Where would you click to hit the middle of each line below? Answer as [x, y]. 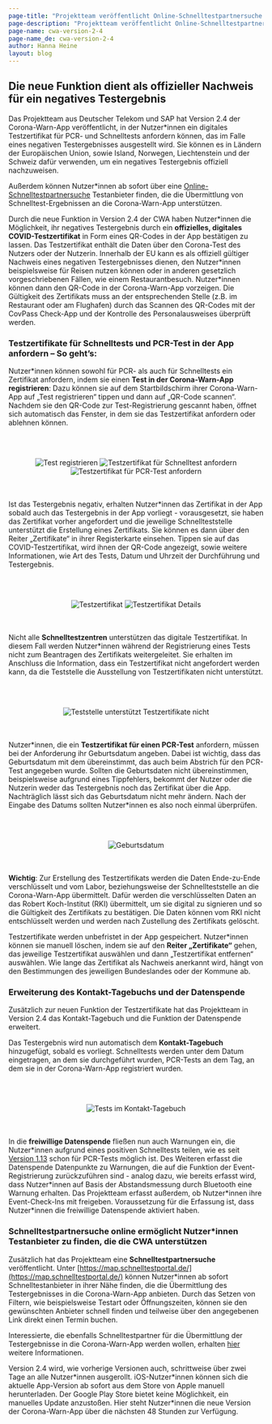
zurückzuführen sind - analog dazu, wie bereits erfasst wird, [156, 1176]
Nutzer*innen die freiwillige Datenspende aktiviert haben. [104, 1210]
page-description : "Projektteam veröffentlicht [90, 24]
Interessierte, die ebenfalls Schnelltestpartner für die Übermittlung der [125, 1335]
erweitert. [25, 1027]
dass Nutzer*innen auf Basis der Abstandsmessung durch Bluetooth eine [130, 1185]
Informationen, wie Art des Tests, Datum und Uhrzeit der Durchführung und [134, 556]
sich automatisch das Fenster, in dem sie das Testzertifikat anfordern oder [132, 414]
